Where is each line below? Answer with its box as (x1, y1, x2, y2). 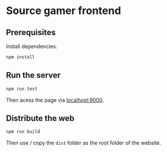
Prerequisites (6, 27, 56, 37)
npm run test (6, 86, 38, 92)
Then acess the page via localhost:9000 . (6, 96, 104, 103)
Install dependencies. (6, 43, 58, 50)
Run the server (6, 70, 61, 80)
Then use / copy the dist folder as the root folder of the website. (6, 139, 161, 147)
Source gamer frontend (6, 4, 121, 18)
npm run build (6, 129, 41, 135)
